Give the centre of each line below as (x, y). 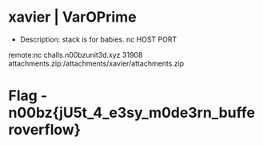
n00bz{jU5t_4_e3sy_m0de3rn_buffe (132, 113)
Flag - (28, 96)
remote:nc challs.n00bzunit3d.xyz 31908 (76, 54)
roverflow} (45, 130)
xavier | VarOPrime (73, 17)
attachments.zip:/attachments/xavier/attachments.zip (96, 63)
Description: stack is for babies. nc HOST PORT (98, 39)
